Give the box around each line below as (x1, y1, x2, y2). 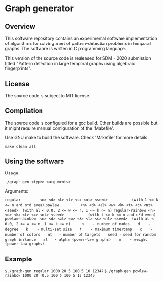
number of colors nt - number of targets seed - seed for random (5, 232, 156, 237)
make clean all (5, 144, 36, 149)
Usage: (5, 170, 20, 176)
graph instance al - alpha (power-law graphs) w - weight (5, 238, 148, 242)
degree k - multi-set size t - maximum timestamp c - (5, 227, 153, 232)
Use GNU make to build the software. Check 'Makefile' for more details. (5, 134, 149, 140)
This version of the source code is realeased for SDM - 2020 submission (5, 55, 151, 61)
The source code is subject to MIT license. (5, 92, 91, 98)
